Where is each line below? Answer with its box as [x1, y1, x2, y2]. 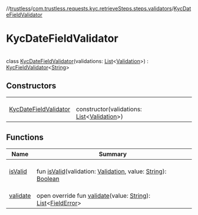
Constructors [6, 81, 57, 91]
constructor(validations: [75, 105, 143, 113]
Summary [98, 150, 127, 158]
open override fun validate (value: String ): [36, 191, 151, 200]
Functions [6, 133, 44, 143]
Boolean [36, 174, 60, 183]
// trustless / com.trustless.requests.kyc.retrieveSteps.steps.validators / [6, 5, 174, 12]
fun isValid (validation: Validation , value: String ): [36, 167, 167, 176]
